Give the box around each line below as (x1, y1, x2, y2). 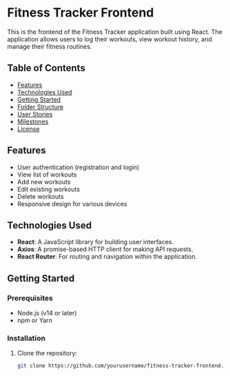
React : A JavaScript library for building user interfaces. (17, 238, 174, 246)
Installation (7, 333, 46, 343)
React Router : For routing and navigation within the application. (17, 253, 198, 261)
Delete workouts (17, 192, 64, 201)
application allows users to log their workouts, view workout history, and (7, 34, 212, 43)
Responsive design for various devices (17, 199, 127, 208)
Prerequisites (7, 293, 53, 303)
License (17, 124, 40, 132)
